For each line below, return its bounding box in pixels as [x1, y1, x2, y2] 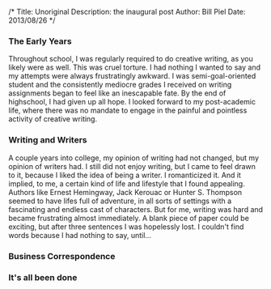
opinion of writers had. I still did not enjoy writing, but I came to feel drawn [8, 161, 256, 171]
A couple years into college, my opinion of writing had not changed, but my [8, 153, 260, 163]
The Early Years [8, 36, 72, 47]
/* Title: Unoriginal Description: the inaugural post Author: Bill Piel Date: [8, 7, 246, 16]
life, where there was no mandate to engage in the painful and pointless [8, 105, 248, 116]
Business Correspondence [8, 250, 116, 261]
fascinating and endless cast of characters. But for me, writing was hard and [8, 204, 264, 214]
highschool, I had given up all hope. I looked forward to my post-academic [8, 97, 256, 107]
